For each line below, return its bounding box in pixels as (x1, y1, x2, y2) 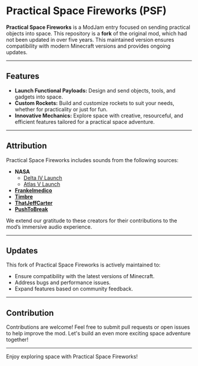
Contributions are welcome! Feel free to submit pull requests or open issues (6, 324, 190, 331)
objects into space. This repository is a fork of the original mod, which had (6, 29, 187, 37)
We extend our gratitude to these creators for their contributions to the (6, 217, 177, 224)
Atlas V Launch (23, 180, 61, 187)
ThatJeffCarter (14, 199, 53, 206)
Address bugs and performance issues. (14, 279, 111, 286)
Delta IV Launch (23, 174, 62, 181)
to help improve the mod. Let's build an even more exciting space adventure (6, 330, 191, 337)
